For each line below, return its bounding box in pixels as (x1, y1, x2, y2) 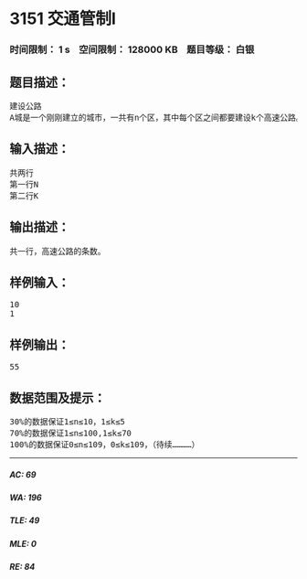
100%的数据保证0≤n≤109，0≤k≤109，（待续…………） (9, 439, 200, 449)
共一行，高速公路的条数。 (9, 246, 106, 256)
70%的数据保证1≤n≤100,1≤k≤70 (9, 427, 132, 438)
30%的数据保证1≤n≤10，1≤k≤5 (9, 416, 126, 426)
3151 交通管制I (9, 8, 117, 29)
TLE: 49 (9, 515, 40, 526)
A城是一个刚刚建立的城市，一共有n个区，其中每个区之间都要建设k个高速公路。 (9, 112, 304, 123)
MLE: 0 (9, 538, 37, 549)
